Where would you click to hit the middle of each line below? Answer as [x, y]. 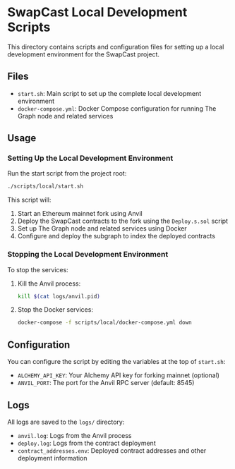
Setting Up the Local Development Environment [90, 158]
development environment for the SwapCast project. [84, 54]
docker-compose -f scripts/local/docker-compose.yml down [104, 323]
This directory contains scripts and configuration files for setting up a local [116, 47]
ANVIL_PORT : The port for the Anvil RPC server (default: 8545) [106, 383]
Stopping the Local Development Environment [88, 255]
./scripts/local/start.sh [45, 187]
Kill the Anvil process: [49, 284]
